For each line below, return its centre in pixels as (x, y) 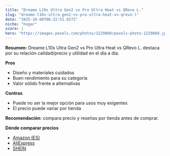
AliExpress (24, 143)
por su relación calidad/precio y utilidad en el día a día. (62, 53)
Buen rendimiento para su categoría (50, 78)
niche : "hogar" (21, 24)
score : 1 (14, 29)
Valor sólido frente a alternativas (46, 83)
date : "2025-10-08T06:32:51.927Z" (42, 19)
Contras (14, 93)
